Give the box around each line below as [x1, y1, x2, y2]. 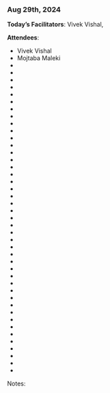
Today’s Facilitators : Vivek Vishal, [7, 21, 104, 29]
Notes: [7, 379, 26, 388]
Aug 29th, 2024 [7, 5, 61, 14]
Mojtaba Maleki [16, 54, 61, 62]
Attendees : [7, 33, 40, 42]
